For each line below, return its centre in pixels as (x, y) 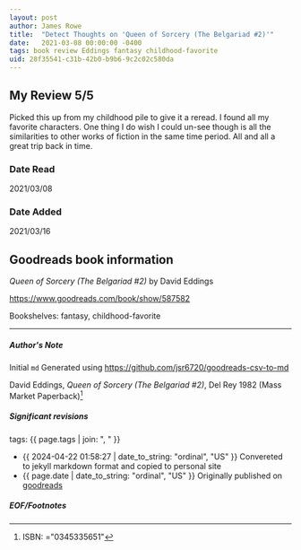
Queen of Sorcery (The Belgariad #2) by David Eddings (112, 281)
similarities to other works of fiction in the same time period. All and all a (142, 136)
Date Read (32, 169)
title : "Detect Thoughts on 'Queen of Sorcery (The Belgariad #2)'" (142, 34)
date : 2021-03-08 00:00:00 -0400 (76, 43)
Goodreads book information (91, 260)
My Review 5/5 (52, 96)
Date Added (36, 212)
